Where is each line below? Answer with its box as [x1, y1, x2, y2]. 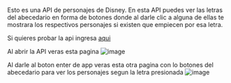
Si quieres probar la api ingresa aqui [7, 34, 111, 42]
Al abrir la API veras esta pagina [7, 48, 99, 55]
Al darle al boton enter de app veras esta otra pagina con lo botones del [7, 61, 214, 68]
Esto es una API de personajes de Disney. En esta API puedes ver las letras [7, 6, 223, 14]
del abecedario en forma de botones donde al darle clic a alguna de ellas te [7, 13, 225, 21]
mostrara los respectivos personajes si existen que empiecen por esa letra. [7, 21, 223, 28]
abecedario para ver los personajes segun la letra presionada [7, 68, 184, 76]
